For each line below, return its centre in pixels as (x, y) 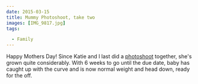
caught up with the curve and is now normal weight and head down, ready (98, 69)
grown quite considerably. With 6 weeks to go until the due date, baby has (98, 63)
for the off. (19, 76)
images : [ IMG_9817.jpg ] (36, 23)
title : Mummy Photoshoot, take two (51, 17)
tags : (13, 28)
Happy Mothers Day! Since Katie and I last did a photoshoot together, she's (99, 56)
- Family (22, 40)
